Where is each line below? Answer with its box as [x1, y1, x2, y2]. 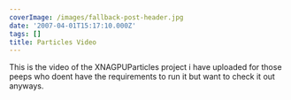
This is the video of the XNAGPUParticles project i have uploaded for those [9, 62, 282, 73]
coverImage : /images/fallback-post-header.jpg [9, 12, 184, 22]
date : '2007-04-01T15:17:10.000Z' [9, 21, 137, 30]
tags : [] [9, 29, 42, 38]
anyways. [9, 81, 44, 91]
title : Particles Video [9, 37, 97, 47]
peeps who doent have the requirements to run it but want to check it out [9, 72, 276, 82]
